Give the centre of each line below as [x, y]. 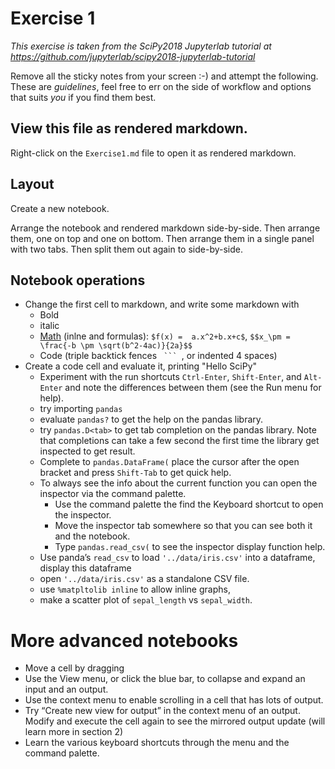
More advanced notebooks [124, 640]
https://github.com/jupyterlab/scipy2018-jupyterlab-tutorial [133, 56]
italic [49, 326]
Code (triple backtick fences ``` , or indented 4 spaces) [158, 356]
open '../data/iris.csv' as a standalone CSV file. [144, 579]
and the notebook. [92, 536]
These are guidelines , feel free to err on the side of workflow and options [161, 86]
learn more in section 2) [74, 732]
